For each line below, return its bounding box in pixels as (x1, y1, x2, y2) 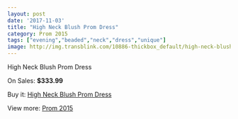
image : (7, 43, 27, 50)
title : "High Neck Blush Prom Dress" (7, 23, 119, 30)
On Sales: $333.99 (7, 76, 64, 85)
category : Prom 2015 (7, 30, 69, 38)
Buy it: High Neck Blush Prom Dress (7, 90, 112, 98)
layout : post (7, 10, 46, 18)
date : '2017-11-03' (7, 17, 65, 24)
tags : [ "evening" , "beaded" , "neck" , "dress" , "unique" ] (7, 37, 166, 44)
